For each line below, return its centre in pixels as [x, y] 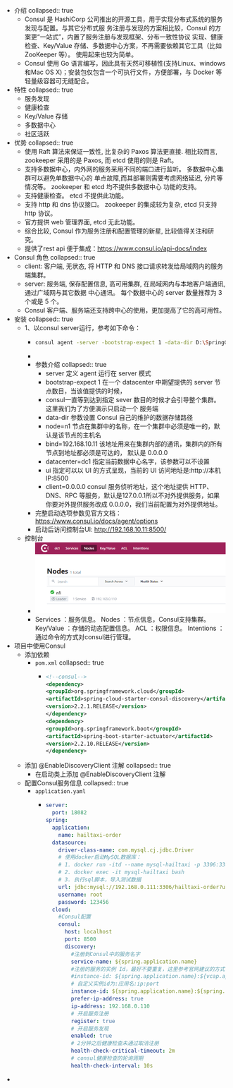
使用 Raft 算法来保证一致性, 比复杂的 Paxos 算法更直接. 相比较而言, [121, 151]
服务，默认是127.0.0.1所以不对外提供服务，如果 [152, 495]
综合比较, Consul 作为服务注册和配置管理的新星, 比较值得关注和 [116, 231]
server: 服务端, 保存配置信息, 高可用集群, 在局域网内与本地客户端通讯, [125, 284]
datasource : [69, 842]
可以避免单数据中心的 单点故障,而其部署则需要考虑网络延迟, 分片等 [127, 178]
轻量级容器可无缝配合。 [58, 81]
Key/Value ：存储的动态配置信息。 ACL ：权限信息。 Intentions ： [130, 628]
